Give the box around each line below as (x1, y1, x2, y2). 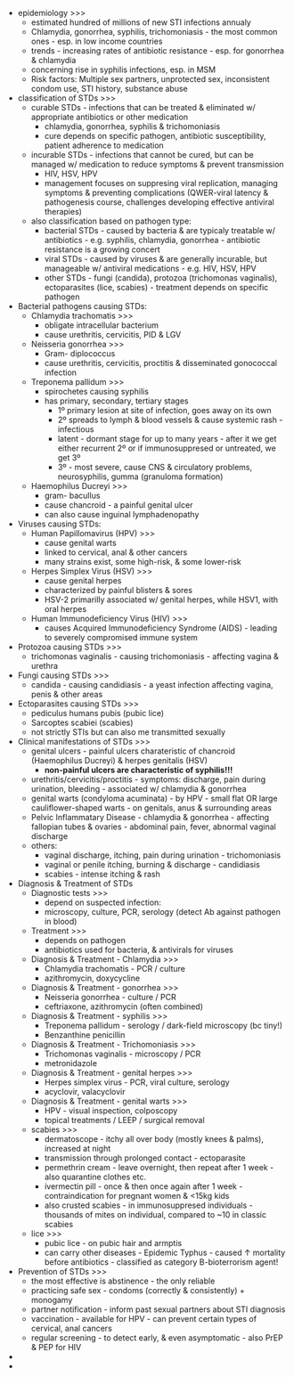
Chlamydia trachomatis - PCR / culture (44, 964, 185, 974)
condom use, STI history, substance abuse (30, 84, 189, 94)
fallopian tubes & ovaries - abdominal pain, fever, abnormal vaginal (30, 821, 276, 832)
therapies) (44, 207, 83, 216)
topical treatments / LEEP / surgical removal (44, 1115, 205, 1125)
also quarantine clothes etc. (44, 1171, 147, 1182)
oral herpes (44, 604, 87, 614)
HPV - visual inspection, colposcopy (44, 1105, 178, 1116)
